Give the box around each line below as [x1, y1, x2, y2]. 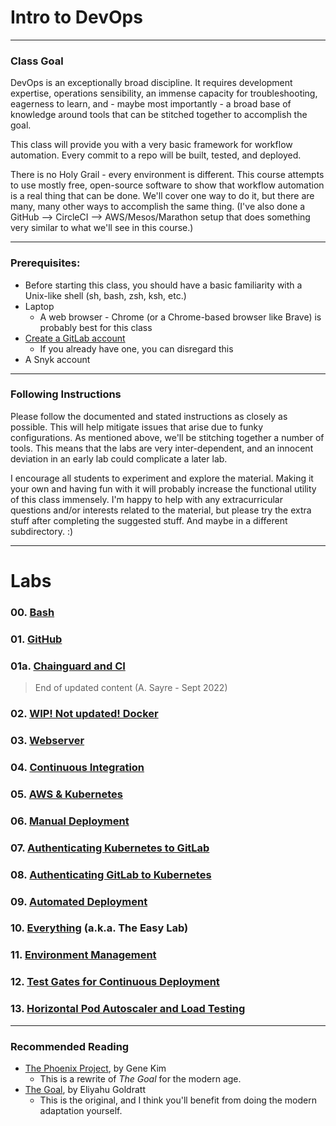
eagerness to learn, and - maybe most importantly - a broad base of [10, 98, 292, 110]
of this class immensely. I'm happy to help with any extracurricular [10, 493, 283, 505]
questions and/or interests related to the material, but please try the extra [10, 504, 312, 516]
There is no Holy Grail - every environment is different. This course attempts [10, 169, 325, 181]
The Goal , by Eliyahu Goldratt [24, 1083, 146, 1095]
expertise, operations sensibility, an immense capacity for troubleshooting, [10, 87, 318, 100]
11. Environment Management [10, 948, 157, 962]
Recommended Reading [10, 1039, 130, 1053]
